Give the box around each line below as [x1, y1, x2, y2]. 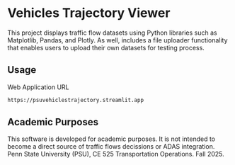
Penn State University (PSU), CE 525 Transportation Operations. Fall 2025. [7, 150, 224, 159]
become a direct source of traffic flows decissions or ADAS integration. [7, 142, 215, 151]
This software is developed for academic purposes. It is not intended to [7, 135, 216, 143]
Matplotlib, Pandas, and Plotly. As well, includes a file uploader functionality [7, 35, 228, 44]
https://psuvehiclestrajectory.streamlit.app [7, 96, 144, 103]
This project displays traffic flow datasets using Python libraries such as [7, 28, 217, 37]
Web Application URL [7, 83, 69, 91]
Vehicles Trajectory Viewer [7, 5, 171, 21]
